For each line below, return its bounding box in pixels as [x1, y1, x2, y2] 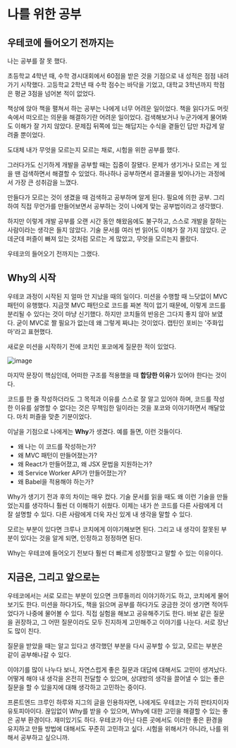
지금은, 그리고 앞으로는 [7, 571, 100, 583]
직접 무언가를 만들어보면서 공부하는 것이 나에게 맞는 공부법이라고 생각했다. [20, 202, 224, 210]
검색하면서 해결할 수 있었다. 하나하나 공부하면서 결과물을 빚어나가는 [22, 170, 206, 177]
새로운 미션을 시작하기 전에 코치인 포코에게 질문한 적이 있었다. [7, 342, 177, 351]
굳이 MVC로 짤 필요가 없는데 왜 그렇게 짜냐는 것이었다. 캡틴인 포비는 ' [16, 318, 207, 327]
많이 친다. [14, 626, 42, 635]
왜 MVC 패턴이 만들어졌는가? [17, 451, 97, 459]
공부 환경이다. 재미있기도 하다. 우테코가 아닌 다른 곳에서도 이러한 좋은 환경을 [14, 716, 223, 724]
